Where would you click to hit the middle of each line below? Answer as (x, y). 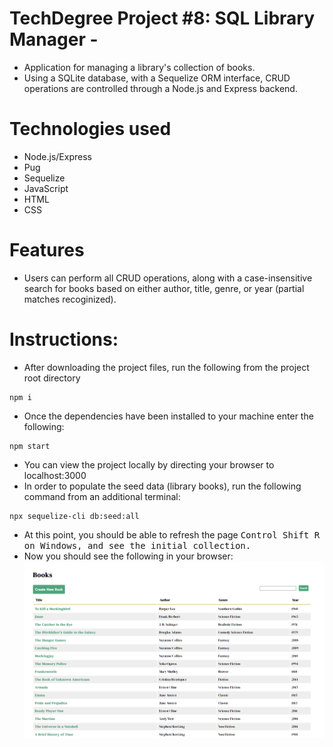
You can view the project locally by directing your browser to (149, 464)
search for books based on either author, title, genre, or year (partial (164, 288)
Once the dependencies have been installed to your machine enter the (168, 416)
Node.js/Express (57, 156)
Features (47, 250)
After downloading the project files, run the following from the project (166, 367)
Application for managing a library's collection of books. (139, 67)
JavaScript (46, 188)
